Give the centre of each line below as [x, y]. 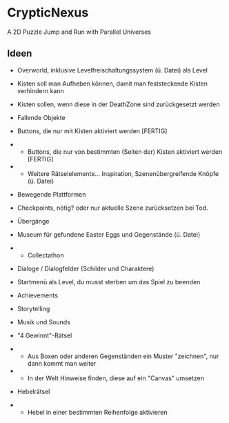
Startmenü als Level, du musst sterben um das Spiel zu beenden [109, 282]
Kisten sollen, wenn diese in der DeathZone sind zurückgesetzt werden [118, 104]
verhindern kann [40, 90]
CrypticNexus [48, 13]
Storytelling [33, 308]
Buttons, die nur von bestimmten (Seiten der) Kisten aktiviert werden [125, 151]
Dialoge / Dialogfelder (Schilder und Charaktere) [86, 268]
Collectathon [46, 255]
